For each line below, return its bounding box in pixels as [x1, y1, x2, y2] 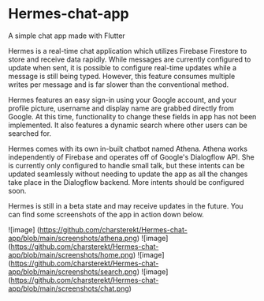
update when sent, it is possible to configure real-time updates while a [8, 62, 237, 72]
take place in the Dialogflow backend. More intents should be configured [8, 177, 244, 186]
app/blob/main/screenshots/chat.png [8, 284, 129, 293]
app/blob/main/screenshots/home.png [8, 250, 134, 259]
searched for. [8, 128, 52, 138]
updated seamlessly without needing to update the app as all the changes [8, 169, 248, 179]
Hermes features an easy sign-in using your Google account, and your [8, 95, 237, 104]
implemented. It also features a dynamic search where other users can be [8, 120, 248, 130]
